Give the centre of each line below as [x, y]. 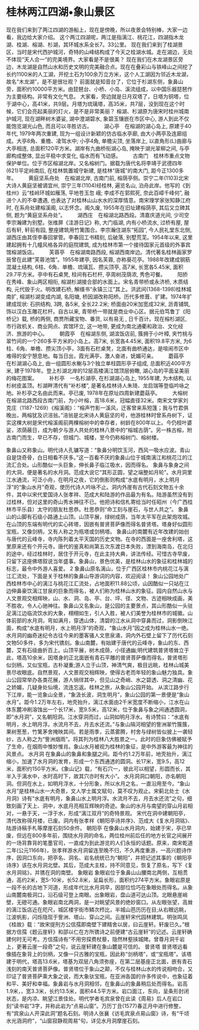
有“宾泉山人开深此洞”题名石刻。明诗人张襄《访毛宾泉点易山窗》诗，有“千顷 [98, 1013]
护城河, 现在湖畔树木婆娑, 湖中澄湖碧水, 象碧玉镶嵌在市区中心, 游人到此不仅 [98, 119]
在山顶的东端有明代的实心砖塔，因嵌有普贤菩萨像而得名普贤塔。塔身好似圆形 [99, 524]
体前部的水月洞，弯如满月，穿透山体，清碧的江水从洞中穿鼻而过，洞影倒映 [97, 620]
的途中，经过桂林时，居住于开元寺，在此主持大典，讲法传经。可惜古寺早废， [99, 554]
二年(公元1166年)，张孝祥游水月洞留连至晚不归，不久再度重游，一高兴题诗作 [99, 850]
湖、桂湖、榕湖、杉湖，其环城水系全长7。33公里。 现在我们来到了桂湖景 [95, 44]
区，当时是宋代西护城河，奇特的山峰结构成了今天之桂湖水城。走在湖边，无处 [99, 52]
